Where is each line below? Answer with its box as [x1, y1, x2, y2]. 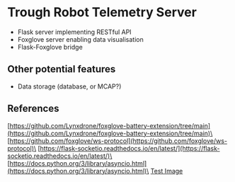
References [7, 103, 59, 115]
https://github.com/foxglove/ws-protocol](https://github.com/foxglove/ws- [9, 136, 228, 145]
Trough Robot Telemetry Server [7, 4, 197, 21]
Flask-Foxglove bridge [17, 42, 83, 51]
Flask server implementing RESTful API [17, 28, 132, 36]
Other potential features [7, 63, 116, 75]
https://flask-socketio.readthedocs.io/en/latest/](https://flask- [40, 144, 220, 152]
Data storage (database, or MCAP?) [17, 82, 122, 91]
